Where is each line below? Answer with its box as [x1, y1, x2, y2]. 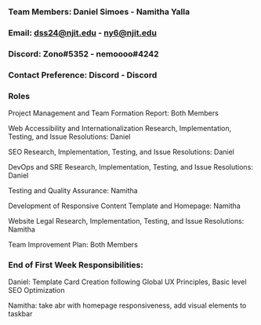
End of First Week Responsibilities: [8, 259, 143, 270]
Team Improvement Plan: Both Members [8, 239, 139, 249]
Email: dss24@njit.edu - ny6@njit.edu [8, 27, 157, 38]
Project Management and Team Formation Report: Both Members [8, 108, 219, 118]
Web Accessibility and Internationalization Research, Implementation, [8, 123, 232, 133]
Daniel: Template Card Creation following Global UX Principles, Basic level [8, 277, 247, 287]
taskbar [8, 309, 33, 319]
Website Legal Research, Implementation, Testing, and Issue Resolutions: [8, 216, 245, 225]
